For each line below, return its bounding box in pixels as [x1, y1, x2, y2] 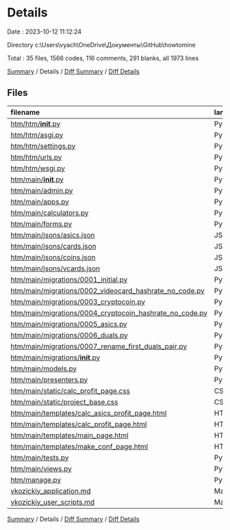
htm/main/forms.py [10, 219, 73, 229]
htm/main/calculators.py [10, 207, 89, 217]
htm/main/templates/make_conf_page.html [10, 442, 149, 451]
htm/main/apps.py [10, 197, 70, 206]
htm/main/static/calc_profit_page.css [10, 386, 130, 395]
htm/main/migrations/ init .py [10, 353, 101, 362]
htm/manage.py [10, 475, 62, 484]
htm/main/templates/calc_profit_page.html [10, 419, 147, 429]
